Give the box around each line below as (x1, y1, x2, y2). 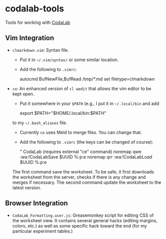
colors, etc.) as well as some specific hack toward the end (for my (12, 223, 147, 229)
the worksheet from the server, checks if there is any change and (12, 174, 146, 180)
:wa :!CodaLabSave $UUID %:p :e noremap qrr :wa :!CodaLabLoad (19, 154, 153, 159)
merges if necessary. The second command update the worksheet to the (12, 179, 162, 185)
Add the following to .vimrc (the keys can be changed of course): (19, 139, 154, 145)
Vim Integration (5, 34, 55, 42)
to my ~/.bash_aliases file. (12, 120, 67, 126)
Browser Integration (5, 199, 68, 208)
